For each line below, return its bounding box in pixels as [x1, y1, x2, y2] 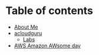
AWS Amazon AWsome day [14, 42, 81, 49]
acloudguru [14, 29, 42, 36]
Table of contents [5, 4, 94, 18]
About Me [14, 23, 39, 30]
